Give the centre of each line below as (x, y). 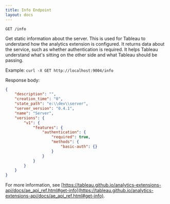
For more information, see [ (34, 185)
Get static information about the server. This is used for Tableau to (75, 38)
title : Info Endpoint (29, 10)
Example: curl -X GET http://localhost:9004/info (60, 70)
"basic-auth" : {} (79, 147)
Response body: (23, 80)
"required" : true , (71, 137)
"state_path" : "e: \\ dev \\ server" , (51, 104)
